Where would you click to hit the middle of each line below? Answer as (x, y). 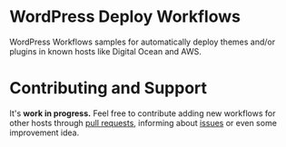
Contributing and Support (108, 88)
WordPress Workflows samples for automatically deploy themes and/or (142, 42)
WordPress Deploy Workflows (125, 17)
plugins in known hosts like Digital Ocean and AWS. (105, 51)
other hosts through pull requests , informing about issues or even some (143, 122)
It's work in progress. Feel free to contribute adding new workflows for (143, 113)
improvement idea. (44, 132)
